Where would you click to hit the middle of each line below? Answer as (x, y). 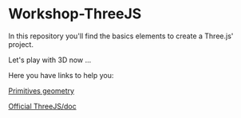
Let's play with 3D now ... (50, 60)
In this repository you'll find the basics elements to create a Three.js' (121, 36)
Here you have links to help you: (61, 75)
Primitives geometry (41, 90)
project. (21, 44)
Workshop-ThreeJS (75, 14)
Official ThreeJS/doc (43, 106)
